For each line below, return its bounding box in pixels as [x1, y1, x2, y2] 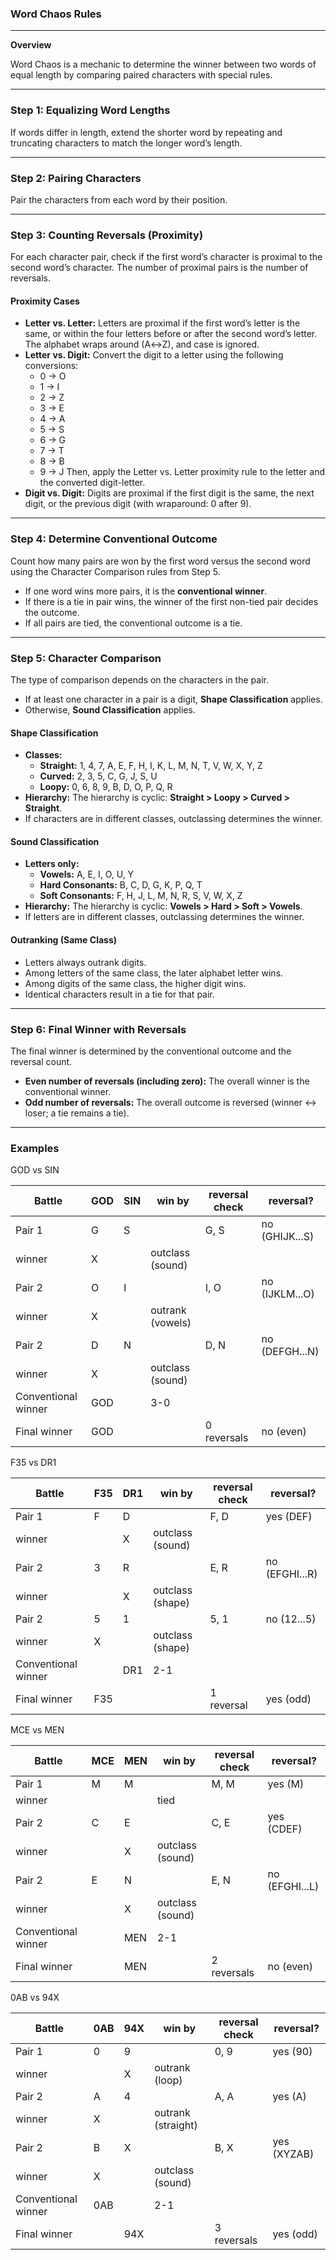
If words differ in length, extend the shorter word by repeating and [10, 126, 283, 138]
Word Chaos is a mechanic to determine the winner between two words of [10, 58, 317, 71]
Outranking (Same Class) [10, 933, 118, 946]
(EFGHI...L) [267, 1880, 320, 1894]
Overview [10, 39, 52, 51]
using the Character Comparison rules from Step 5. [10, 565, 221, 577]
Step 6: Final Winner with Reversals [10, 1022, 187, 1036]
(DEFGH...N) [261, 1345, 320, 1359]
